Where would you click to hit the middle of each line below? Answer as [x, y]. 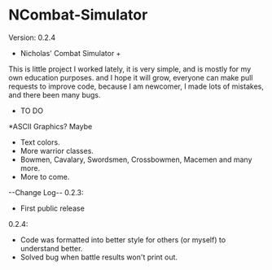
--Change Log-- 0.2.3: [46, 192]
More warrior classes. [57, 150]
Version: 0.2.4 [32, 37]
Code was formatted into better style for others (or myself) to [123, 240]
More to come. [45, 176]
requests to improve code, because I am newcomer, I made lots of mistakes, [136, 86]
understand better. [51, 248]
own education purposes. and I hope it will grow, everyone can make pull [131, 77]
